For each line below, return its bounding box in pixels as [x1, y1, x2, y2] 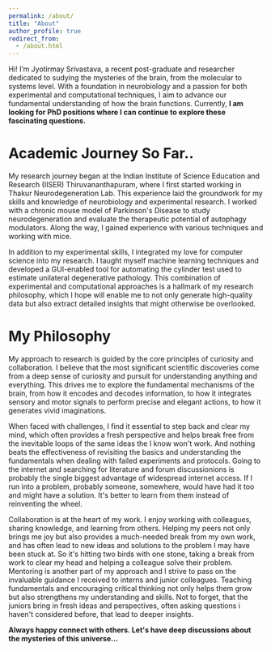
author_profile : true [8, 27, 82, 35]
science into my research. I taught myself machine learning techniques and [8, 256, 259, 266]
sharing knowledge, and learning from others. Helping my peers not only [8, 524, 251, 533]
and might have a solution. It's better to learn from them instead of [8, 490, 230, 499]
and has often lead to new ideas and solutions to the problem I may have [8, 541, 251, 550]
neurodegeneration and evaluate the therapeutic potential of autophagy [8, 214, 247, 224]
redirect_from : [8, 34, 60, 43]
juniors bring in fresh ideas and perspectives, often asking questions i [8, 601, 241, 610]
